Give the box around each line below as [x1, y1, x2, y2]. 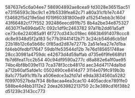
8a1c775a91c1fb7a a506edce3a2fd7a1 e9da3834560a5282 [5, 73, 126, 78]
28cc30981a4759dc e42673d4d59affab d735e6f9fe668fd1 [5, 51, 127, 57]
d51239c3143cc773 [5, 89, 46, 94]
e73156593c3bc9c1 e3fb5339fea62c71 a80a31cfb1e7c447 [5, 9, 125, 15]
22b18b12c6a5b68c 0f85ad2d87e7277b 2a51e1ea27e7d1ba [5, 41, 126, 47]
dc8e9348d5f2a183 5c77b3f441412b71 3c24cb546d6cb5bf [5, 36, 128, 42]
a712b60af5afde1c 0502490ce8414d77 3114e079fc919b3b [5, 67, 125, 73]
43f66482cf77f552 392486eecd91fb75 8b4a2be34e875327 [5, 20, 129, 26]
